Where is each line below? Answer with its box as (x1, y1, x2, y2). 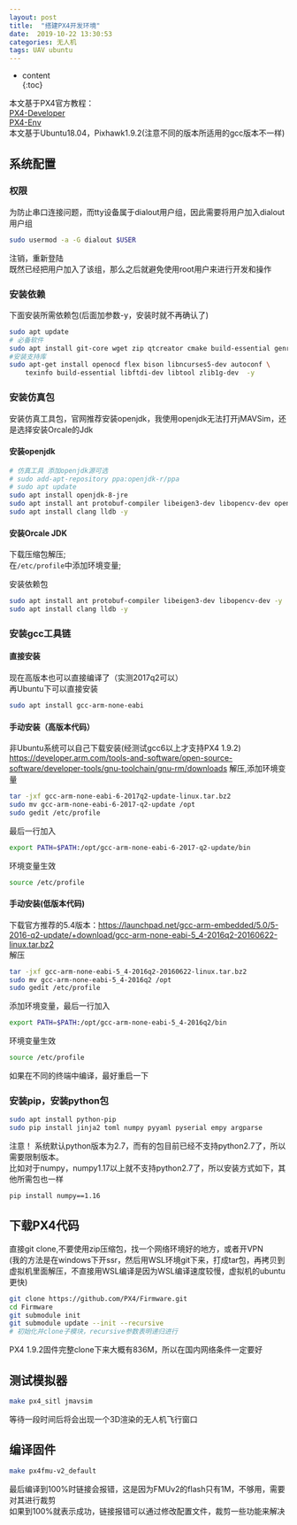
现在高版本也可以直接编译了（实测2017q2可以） (9, 672, 184, 683)
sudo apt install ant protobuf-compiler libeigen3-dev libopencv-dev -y (9, 597, 283, 606)
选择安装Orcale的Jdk (16, 424, 94, 435)
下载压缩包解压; (9, 549, 66, 560)
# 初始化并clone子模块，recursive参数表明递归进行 (9, 1328, 179, 1336)
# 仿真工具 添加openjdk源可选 (9, 466, 109, 475)
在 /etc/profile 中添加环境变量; (9, 560, 122, 571)
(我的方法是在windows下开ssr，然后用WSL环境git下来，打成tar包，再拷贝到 (9, 1254, 286, 1265)
